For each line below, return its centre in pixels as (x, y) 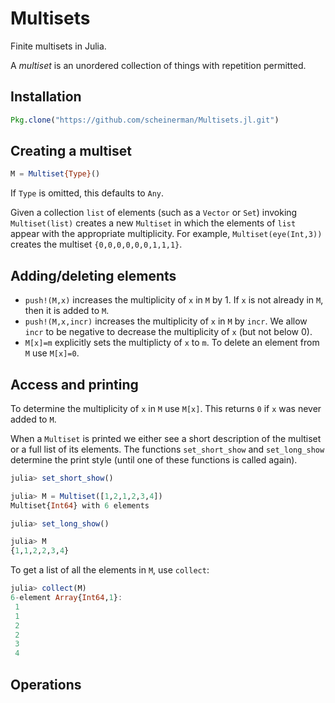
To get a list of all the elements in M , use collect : (110, 570)
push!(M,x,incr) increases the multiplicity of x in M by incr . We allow (166, 321)
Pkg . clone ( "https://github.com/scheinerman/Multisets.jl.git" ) (145, 120)
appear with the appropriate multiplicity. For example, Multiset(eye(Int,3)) (166, 234)
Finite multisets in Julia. (58, 46)
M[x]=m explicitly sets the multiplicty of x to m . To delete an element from (172, 343)
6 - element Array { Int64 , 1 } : (66, 598)
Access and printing (74, 384)
